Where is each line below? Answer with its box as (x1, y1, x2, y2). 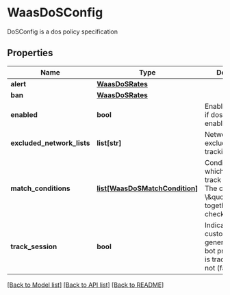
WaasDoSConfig (7, 5, 103, 21)
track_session (10, 242, 57, 251)
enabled (10, 110, 38, 119)
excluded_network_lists (10, 138, 90, 148)
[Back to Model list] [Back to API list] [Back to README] (7, 281, 164, 289)
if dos (204, 110, 223, 119)
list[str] (97, 138, 122, 148)
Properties (7, 47, 53, 59)
